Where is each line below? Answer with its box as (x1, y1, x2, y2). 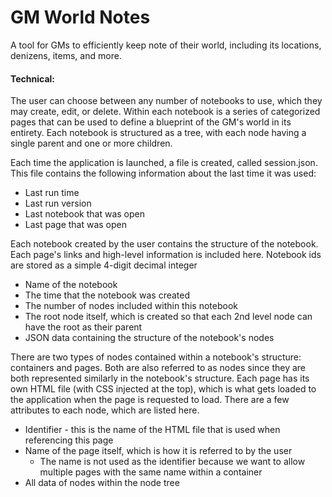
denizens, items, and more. (10, 49, 122, 61)
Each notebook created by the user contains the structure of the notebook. (10, 238, 319, 250)
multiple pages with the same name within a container (39, 466, 263, 478)
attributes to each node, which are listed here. (10, 404, 200, 416)
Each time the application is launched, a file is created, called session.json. (10, 157, 318, 169)
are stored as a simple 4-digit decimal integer (10, 259, 198, 271)
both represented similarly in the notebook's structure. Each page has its (10, 372, 310, 385)
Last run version (24, 197, 92, 210)
